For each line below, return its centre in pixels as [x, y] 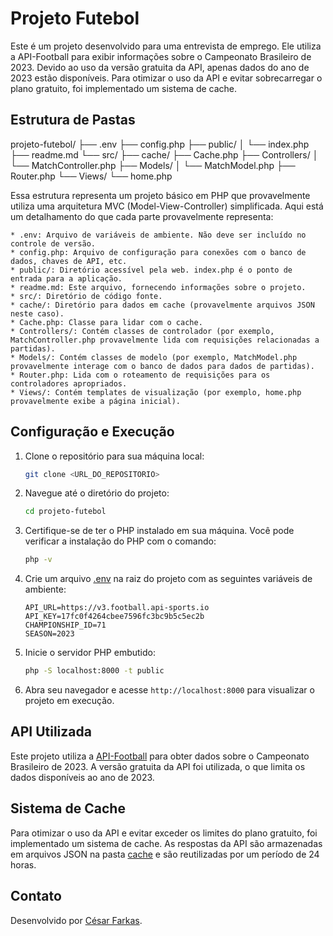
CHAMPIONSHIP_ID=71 [65, 625]
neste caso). [37, 313]
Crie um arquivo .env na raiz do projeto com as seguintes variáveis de [168, 579]
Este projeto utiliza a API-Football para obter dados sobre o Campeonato [160, 756]
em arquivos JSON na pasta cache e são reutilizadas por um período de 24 [165, 854]
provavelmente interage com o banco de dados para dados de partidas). [162, 366]
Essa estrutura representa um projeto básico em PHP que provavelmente [160, 195]
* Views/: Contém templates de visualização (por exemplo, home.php [156, 392]
